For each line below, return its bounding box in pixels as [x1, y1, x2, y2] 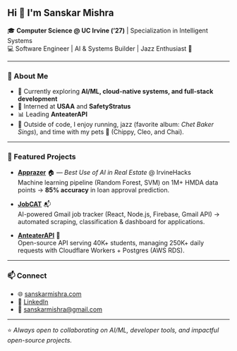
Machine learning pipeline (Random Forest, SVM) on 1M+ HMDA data [17, 178, 219, 187]
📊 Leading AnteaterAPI [17, 110, 88, 118]
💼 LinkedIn [17, 297, 49, 306]
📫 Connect [7, 271, 47, 281]
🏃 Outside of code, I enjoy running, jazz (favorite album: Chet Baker [17, 121, 214, 129]
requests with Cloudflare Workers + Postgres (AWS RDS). [17, 246, 185, 254]
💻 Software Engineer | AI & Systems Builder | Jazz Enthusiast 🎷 [7, 44, 193, 53]
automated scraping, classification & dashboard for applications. [17, 218, 205, 226]
